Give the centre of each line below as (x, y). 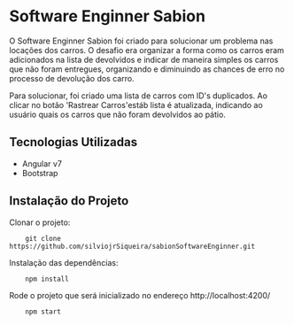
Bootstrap (40, 173)
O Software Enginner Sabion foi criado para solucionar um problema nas (141, 41)
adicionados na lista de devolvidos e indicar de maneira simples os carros (144, 59)
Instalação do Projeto (69, 201)
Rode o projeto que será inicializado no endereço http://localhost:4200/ (140, 295)
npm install (47, 279)
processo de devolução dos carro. (72, 78)
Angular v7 (42, 163)
